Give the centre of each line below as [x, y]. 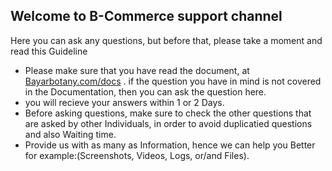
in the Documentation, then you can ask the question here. [145, 91]
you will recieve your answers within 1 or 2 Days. [124, 102]
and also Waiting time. [70, 134]
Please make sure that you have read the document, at [137, 70]
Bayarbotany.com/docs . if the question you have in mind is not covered [173, 81]
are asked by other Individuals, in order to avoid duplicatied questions [168, 123]
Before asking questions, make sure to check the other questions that [168, 113]
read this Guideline [49, 51]
